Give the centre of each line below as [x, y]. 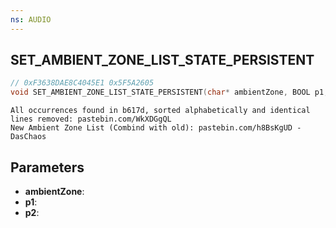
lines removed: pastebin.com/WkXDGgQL [91, 119]
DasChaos [28, 137]
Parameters [47, 167]
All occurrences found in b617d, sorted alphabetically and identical [160, 111]
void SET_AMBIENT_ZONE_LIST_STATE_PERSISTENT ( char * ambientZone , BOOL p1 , [169, 92]
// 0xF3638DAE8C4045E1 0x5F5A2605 [82, 83]
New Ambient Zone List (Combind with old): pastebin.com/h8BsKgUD [151, 128]
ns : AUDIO [31, 19]
